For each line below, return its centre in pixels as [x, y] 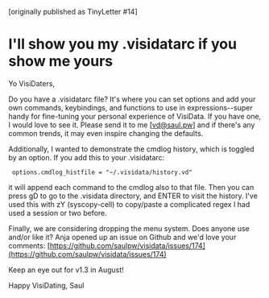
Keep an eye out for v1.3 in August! [66, 270]
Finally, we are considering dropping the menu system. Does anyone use [129, 228]
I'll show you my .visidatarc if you [123, 44]
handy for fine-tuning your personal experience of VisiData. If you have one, [135, 116]
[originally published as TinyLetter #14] [73, 12]
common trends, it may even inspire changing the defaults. [106, 133]
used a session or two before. [58, 213]
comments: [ [29, 246]
